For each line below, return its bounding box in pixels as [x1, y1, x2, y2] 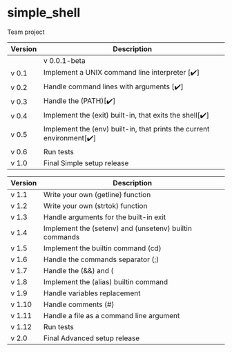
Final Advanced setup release [43, 333, 140, 343]
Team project [7, 28, 45, 36]
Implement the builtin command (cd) [43, 243, 162, 253]
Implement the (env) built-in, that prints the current [43, 124, 210, 133]
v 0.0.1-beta [43, 55, 86, 65]
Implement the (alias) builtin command [43, 277, 168, 286]
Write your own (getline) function [43, 189, 151, 199]
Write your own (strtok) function [43, 201, 148, 210]
